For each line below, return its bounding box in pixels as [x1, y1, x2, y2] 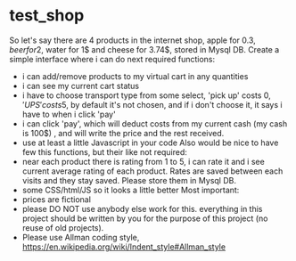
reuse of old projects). [21, 222, 104, 232]
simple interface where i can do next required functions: [9, 53, 216, 64]
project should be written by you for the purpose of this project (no [21, 213, 268, 224]
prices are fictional [21, 193, 92, 205]
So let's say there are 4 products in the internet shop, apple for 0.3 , [9, 35, 256, 45]
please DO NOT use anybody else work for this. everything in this [21, 203, 263, 214]
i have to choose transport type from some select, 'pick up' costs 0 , [21, 90, 272, 101]
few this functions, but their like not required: [21, 146, 187, 157]
